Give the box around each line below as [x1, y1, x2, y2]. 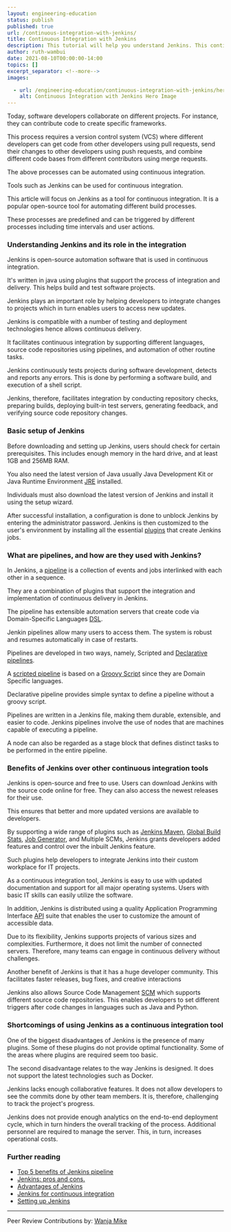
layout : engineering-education [7, 10, 97, 17]
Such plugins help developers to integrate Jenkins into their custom [7, 856, 199, 864]
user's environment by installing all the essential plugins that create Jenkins [7, 525, 221, 534]
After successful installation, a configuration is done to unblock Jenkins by [7, 511, 219, 519]
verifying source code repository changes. [7, 409, 128, 417]
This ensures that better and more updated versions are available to [7, 807, 199, 816]
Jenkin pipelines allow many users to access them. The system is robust [7, 628, 212, 636]
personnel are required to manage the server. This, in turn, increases [7, 1127, 201, 1135]
